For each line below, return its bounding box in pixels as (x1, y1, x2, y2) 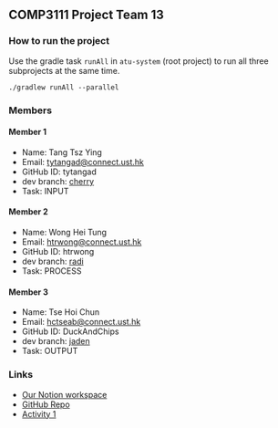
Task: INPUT (21, 185, 69, 196)
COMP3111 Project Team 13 (8, 7, 165, 23)
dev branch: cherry (21, 175, 95, 186)
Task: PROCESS (21, 266, 82, 277)
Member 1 (8, 127, 47, 138)
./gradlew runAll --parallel (8, 82, 119, 92)
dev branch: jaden (21, 336, 90, 347)
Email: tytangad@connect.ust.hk (21, 156, 145, 167)
